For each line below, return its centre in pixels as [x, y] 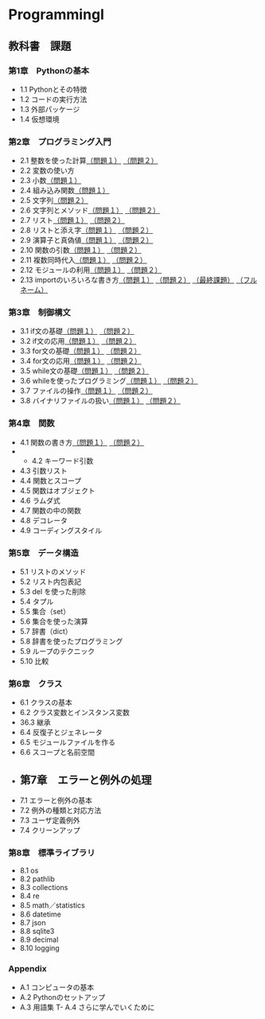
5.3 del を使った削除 [53, 592]
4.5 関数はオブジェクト [57, 490]
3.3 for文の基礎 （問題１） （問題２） [80, 351]
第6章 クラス [35, 683]
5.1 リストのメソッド [53, 572]
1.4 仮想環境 [39, 119]
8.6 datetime [40, 914]
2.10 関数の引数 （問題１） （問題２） [80, 250]
